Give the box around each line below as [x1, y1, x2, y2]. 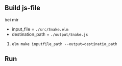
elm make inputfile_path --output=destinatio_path [11, 41, 118, 47]
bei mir [4, 16, 19, 22]
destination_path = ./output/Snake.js [11, 31, 88, 37]
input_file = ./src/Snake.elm [11, 26, 69, 32]
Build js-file [4, 4, 41, 12]
